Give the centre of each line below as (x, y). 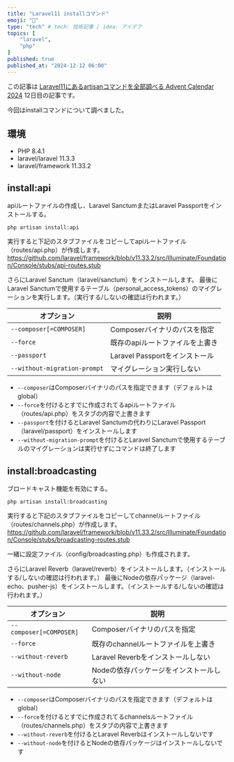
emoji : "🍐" (23, 20)
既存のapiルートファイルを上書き (164, 343)
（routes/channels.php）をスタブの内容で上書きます (93, 726)
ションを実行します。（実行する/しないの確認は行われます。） (99, 297)
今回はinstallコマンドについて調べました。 (67, 110)
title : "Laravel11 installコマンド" (58, 14)
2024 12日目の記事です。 (43, 95)
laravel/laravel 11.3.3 (46, 158)
